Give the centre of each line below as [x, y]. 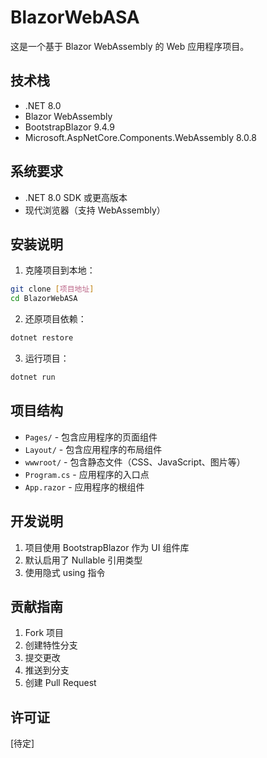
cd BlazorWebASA [44, 299]
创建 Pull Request [60, 683]
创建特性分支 [51, 645]
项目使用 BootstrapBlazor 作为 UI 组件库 [107, 547]
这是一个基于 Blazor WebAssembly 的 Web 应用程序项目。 [130, 46]
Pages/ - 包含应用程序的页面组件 [91, 437]
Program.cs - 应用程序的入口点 [87, 474]
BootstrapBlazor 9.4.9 [69, 127]
